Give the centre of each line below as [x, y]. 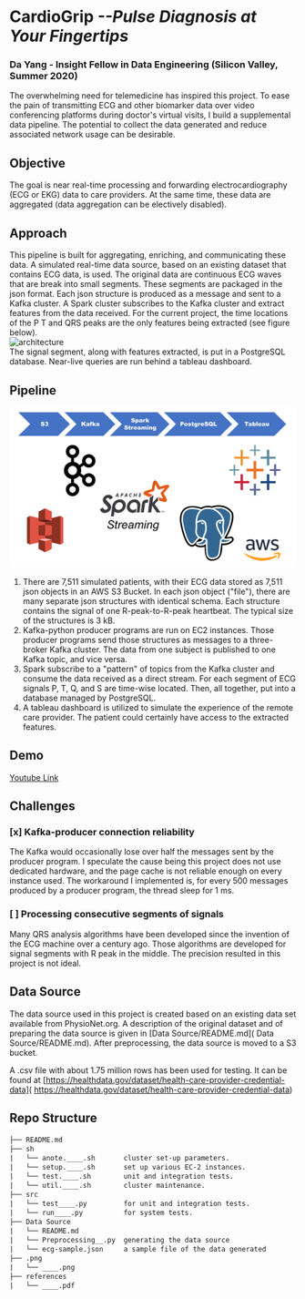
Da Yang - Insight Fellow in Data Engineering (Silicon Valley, [144, 65]
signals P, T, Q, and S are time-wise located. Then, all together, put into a [159, 688]
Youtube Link [34, 777]
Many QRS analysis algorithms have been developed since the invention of [149, 934]
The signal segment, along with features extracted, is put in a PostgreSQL [147, 352]
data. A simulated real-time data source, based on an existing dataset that [148, 265]
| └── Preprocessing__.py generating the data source [120, 1241]
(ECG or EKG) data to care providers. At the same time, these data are [140, 195]
